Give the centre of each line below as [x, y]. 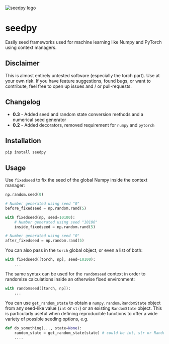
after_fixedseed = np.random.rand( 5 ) [45, 241]
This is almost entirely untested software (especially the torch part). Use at [82, 75]
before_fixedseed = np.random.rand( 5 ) [46, 208]
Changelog [23, 102]
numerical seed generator [39, 120]
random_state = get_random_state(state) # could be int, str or [83, 333]
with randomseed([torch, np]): [38, 288]
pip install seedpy [26, 152]
